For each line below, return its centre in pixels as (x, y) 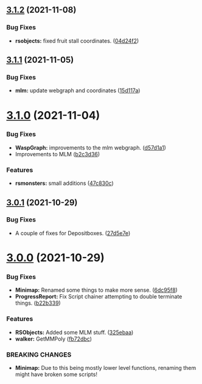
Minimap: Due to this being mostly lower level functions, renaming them (106, 368)
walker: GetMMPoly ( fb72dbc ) (54, 339)
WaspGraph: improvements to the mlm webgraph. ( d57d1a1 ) (90, 147)
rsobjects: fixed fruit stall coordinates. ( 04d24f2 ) (77, 41)
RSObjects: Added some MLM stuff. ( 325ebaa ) (74, 332)
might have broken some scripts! (56, 374)
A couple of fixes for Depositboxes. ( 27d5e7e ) (73, 233)
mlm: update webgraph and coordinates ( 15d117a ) (78, 90)
